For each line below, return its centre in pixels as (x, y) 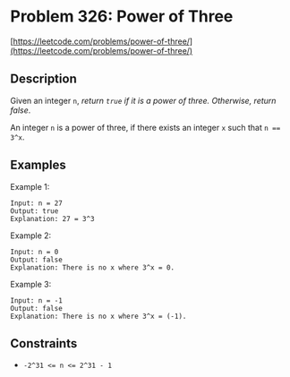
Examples (38, 165)
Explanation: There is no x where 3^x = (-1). (98, 316)
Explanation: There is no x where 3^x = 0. (93, 267)
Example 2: (31, 236)
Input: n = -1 (37, 300)
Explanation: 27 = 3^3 (52, 218)
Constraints (44, 343)
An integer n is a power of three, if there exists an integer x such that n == (145, 127)
